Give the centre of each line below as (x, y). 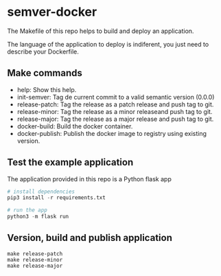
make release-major (35, 266)
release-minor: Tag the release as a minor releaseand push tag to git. (115, 111)
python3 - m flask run (38, 217)
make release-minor (35, 260)
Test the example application (70, 162)
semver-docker (52, 12)
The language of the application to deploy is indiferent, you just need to (108, 44)
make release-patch (35, 254)
